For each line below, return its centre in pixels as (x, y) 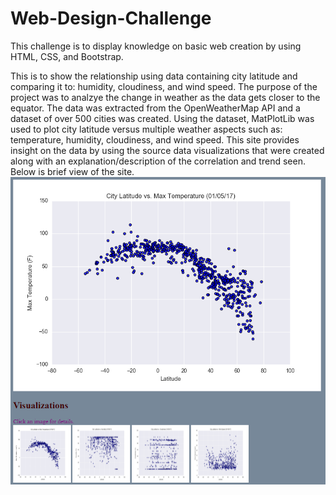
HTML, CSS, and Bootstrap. (67, 56)
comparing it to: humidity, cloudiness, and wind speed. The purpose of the (164, 86)
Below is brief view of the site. (72, 171)
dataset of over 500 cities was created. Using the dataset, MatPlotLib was (162, 118)
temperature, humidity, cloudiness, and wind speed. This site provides (155, 139)
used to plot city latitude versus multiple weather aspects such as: (146, 129)
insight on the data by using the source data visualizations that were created (167, 150)
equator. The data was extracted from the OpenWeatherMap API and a (155, 108)
